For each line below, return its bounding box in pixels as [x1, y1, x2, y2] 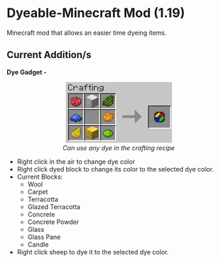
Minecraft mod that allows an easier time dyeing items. [6, 28, 167, 37]
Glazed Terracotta [27, 202, 81, 211]
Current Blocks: [16, 172, 63, 181]
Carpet [27, 187, 48, 196]
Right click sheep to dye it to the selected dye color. [16, 247, 169, 256]
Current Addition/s [6, 49, 92, 61]
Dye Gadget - [6, 67, 47, 76]
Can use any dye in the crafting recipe [62, 143, 176, 152]
